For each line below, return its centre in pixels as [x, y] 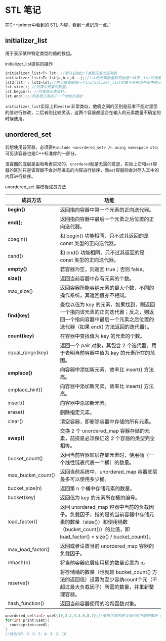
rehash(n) [19, 562]
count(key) [21, 336]
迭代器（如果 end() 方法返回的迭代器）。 [106, 326]
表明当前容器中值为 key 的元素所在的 [107, 353]
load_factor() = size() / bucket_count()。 [107, 536]
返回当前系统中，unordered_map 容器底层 [109, 472]
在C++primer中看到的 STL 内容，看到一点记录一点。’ [58, 25]
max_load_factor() [29, 549]
